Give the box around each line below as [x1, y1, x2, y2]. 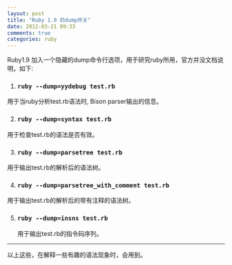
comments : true [7, 29, 51, 37]
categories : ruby [7, 36, 57, 43]
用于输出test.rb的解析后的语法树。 [7, 163, 105, 172]
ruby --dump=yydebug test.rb [17, 82, 115, 91]
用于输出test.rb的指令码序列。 [17, 229, 103, 237]
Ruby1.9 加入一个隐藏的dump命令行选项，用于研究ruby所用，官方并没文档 [7, 56, 218, 64]
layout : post [7, 10, 45, 17]
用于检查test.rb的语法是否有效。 [7, 130, 99, 138]
